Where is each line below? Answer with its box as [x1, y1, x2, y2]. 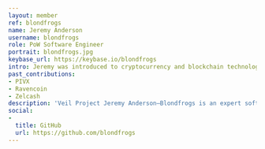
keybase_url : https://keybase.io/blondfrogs [8, 56, 157, 64]
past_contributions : [8, 70, 77, 78]
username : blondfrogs [8, 33, 80, 42]
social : [8, 107, 34, 115]
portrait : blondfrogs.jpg [8, 48, 93, 56]
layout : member [8, 11, 58, 20]
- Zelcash [8, 92, 41, 100]
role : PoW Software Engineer [8, 41, 104, 49]
